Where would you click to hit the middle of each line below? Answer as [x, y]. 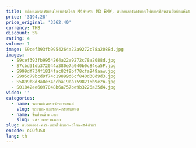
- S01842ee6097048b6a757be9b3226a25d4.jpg [64, 87]
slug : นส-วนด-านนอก [39, 120]
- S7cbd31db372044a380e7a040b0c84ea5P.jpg [64, 66]
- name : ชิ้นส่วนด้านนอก [35, 114]
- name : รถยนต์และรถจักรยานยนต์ [43, 103]
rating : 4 [18, 38]
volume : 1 [18, 44]
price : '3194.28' [27, 17]
